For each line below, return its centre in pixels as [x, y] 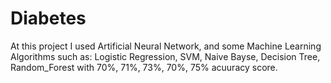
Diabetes [48, 18]
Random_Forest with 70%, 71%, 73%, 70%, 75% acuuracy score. [144, 67]
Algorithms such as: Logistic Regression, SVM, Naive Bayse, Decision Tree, [165, 56]
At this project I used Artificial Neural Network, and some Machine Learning [166, 46]
